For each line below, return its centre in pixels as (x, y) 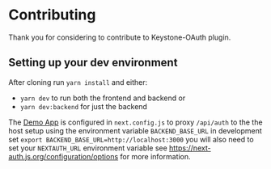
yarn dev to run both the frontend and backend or (103, 98)
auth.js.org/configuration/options (64, 156)
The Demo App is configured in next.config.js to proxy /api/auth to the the (135, 122)
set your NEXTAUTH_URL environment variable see (88, 148)
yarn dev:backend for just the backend (84, 106)
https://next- (190, 148)
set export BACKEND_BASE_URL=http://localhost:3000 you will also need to (131, 139)
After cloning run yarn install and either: (78, 82)
